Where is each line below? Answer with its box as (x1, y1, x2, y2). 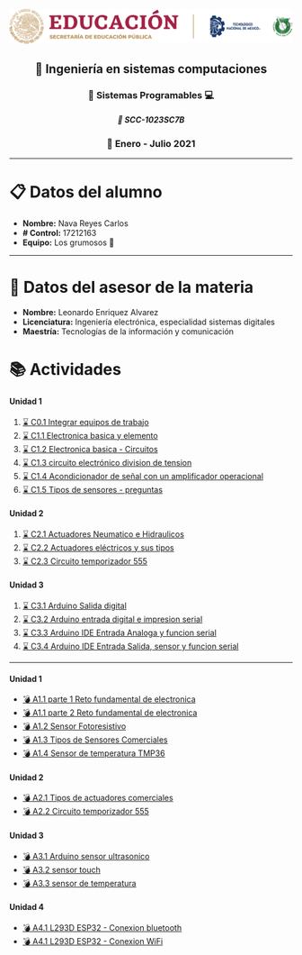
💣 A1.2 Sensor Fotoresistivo (22, 721, 127, 732)
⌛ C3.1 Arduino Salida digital (22, 600, 128, 611)
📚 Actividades (9, 359, 121, 380)
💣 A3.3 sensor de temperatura (22, 878, 137, 888)
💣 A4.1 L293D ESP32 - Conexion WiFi (22, 935, 164, 946)
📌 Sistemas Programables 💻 (88, 88, 214, 101)
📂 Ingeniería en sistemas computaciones (34, 61, 268, 77)
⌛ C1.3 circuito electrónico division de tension (22, 457, 192, 468)
